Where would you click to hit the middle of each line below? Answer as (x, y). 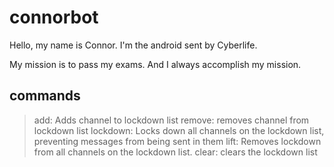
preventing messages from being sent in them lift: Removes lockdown (177, 141)
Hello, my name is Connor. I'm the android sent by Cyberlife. (133, 45)
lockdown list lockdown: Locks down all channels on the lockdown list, (179, 130)
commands (45, 96)
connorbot (54, 17)
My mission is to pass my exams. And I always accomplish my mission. (155, 64)
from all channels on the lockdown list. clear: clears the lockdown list (175, 152)
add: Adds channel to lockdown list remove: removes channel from (171, 120)
